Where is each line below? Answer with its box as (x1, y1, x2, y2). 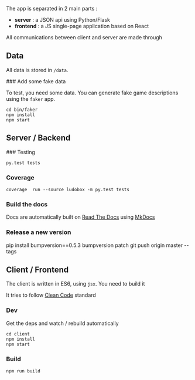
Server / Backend (6, 133, 71, 143)
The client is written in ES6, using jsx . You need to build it (6, 280, 145, 287)
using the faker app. (6, 95, 56, 102)
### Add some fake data (6, 77, 66, 84)
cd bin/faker (6, 107, 38, 113)
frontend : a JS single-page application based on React (14, 23, 149, 29)
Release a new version (6, 228, 71, 236)
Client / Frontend (6, 264, 69, 274)
